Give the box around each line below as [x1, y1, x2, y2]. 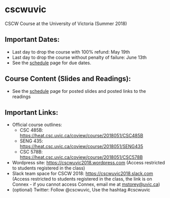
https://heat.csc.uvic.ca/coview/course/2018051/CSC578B [19, 154, 143, 160]
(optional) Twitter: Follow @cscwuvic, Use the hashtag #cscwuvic [12, 187, 151, 193]
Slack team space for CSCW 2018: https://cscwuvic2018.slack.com [12, 170, 153, 177]
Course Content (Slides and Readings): [5, 75, 131, 83]
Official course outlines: [12, 121, 62, 128]
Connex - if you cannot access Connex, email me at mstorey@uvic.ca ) [12, 181, 160, 187]
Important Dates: [5, 35, 60, 44]
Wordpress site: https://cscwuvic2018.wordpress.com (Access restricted [12, 160, 165, 166]
